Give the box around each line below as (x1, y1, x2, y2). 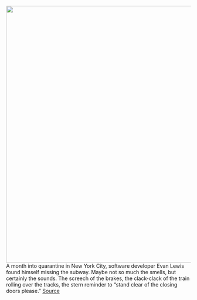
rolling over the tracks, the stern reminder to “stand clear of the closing (6, 281, 178, 288)
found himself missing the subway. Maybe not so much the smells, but (6, 269, 176, 275)
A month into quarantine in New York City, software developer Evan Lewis (6, 262, 185, 269)
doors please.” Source (6, 288, 60, 294)
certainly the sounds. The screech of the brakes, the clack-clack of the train (6, 275, 190, 282)
